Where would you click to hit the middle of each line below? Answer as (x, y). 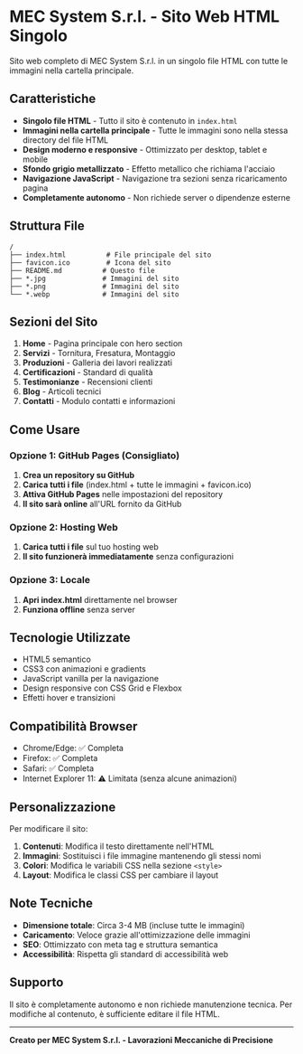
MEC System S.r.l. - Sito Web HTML (145, 17)
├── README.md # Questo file (82, 270)
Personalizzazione (63, 807)
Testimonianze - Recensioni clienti (87, 382)
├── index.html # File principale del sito (110, 255)
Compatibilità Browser (73, 726)
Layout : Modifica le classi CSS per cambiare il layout (120, 875)
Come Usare (45, 430)
